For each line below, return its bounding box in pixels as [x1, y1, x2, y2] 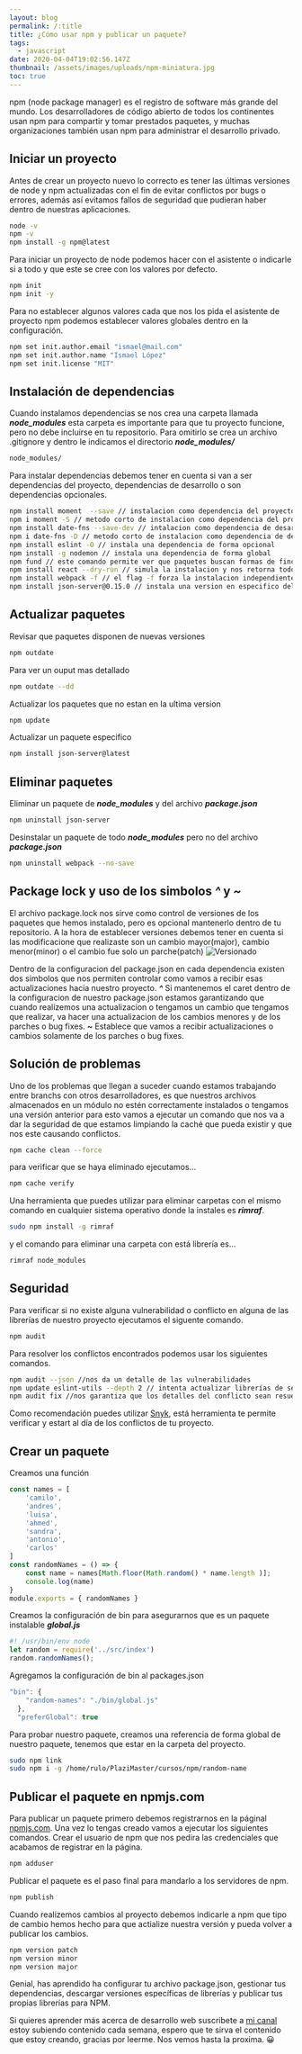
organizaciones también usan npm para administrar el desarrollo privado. [9, 125, 280, 136]
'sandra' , [25, 1527, 63, 1536]
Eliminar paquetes [9, 774, 113, 789]
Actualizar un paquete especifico [9, 732, 132, 743]
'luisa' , [25, 1509, 58, 1519]
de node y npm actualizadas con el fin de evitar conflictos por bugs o [9, 185, 267, 195]
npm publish [9, 1892, 54, 1902]
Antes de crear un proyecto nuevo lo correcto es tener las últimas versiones [9, 175, 290, 185]
